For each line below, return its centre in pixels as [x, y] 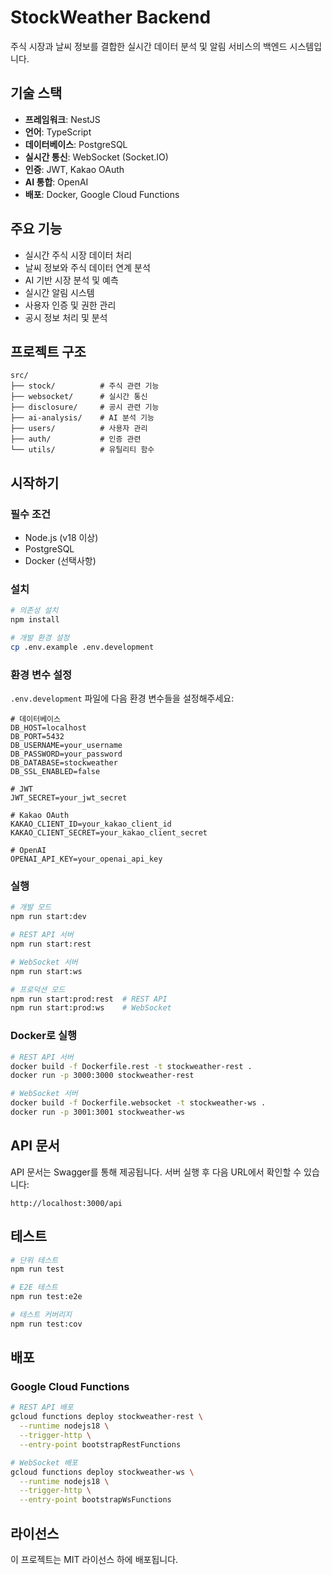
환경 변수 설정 [41, 674]
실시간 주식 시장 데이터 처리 [78, 255]
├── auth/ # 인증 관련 [76, 439]
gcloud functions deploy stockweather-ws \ [102, 1472]
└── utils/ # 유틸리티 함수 [82, 450]
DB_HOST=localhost [48, 728]
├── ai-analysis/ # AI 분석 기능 [82, 418]
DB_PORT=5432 [37, 737]
